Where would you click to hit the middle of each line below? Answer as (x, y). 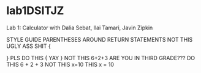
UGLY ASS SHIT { (28, 46)
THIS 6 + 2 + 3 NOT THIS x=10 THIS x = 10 (60, 64)
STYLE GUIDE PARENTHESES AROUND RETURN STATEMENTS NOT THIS (100, 39)
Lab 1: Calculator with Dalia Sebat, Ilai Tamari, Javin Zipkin (80, 28)
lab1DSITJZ (35, 11)
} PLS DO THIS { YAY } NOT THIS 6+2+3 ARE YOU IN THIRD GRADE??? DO (100, 58)
